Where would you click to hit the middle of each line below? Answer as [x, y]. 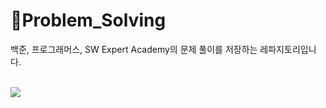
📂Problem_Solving [88, 20]
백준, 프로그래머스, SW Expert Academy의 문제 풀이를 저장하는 [134, 49]
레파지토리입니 [288, 49]
